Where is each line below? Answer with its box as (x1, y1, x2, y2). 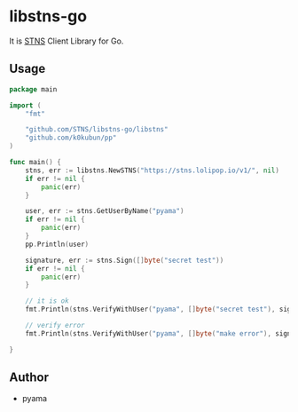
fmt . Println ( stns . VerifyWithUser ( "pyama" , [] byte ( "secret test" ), (25, 305, 276, 314)
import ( (9, 100, 42, 110)
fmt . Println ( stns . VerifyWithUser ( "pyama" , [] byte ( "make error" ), (25, 329, 272, 338)
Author (9, 370, 49, 385)
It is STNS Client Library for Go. (9, 36, 124, 46)
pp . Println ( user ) (25, 240, 90, 249)
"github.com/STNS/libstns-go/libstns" (25, 125, 169, 134)
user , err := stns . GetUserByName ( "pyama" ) (25, 207, 184, 216)
